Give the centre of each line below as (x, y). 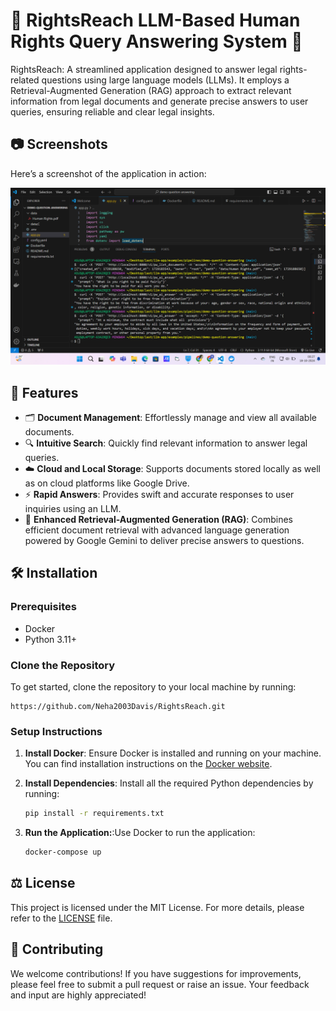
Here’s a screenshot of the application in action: (108, 173)
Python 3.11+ (51, 639)
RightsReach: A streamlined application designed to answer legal (144, 69)
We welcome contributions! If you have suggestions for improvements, (156, 973)
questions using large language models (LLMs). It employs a (165, 80)
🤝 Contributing (57, 949)
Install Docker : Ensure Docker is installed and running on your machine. (173, 753)
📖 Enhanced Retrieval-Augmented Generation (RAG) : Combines (158, 520)
